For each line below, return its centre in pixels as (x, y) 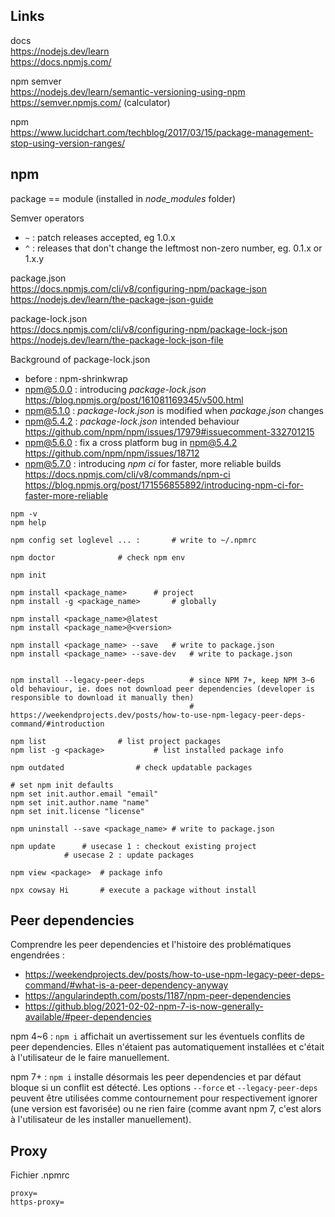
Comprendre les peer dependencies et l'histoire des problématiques (151, 945)
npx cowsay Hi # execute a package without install (133, 890)
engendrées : (37, 955)
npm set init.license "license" (77, 811)
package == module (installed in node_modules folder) (123, 198)
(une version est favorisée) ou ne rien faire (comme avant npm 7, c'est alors (166, 1109)
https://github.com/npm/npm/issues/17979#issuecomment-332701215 (169, 431)
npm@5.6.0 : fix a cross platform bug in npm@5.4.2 (131, 442)
